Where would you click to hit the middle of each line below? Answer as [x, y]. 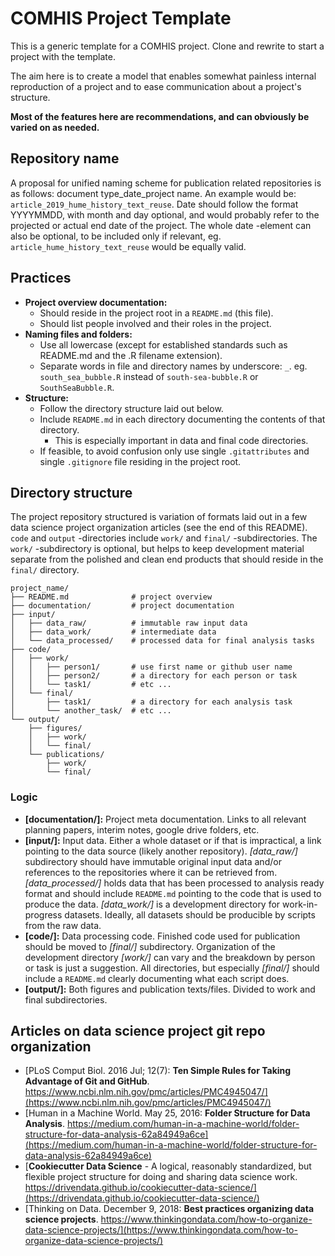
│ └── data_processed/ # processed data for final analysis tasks [162, 641]
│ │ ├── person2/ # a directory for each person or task [154, 676]
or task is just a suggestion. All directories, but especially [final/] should [172, 968]
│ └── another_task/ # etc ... [91, 711]
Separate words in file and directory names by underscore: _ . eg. [173, 366]
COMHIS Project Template [121, 18]
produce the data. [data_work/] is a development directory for [152, 904]
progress [43, 914]
